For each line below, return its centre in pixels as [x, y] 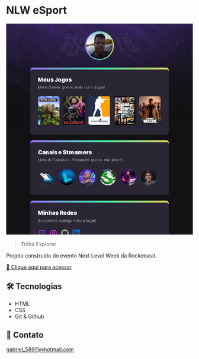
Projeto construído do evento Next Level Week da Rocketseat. [82, 256]
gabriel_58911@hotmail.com [40, 349]
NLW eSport [36, 10]
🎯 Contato [25, 335]
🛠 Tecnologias [34, 286]
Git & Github [29, 316]
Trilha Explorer [38, 244]
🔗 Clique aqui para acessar [39, 267]
